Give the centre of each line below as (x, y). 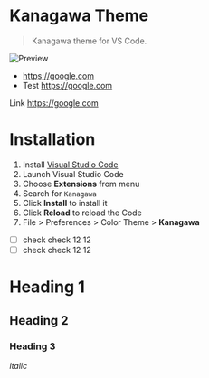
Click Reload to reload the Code (82, 213)
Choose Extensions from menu (81, 184)
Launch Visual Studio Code (73, 174)
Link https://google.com (54, 103)
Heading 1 (47, 287)
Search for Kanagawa (59, 193)
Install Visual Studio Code (70, 165)
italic (19, 365)
